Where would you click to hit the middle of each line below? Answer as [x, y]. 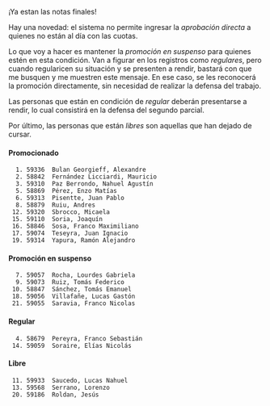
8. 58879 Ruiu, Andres [55, 205]
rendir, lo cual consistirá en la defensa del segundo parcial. [106, 110]
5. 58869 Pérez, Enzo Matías [66, 191]
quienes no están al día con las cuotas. [73, 36]
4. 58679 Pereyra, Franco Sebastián [79, 338]
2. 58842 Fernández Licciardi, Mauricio [86, 177]
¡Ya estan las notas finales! [53, 12]
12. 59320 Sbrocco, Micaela [61, 212]
